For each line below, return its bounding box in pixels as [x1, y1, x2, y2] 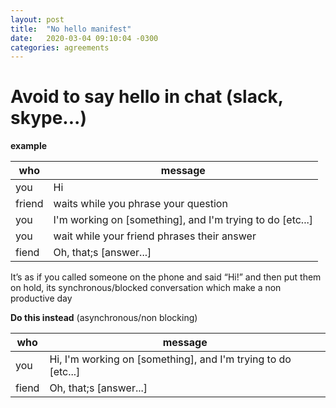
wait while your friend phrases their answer [53, 229, 257, 243]
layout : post [10, 14, 65, 25]
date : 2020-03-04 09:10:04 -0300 [10, 33, 159, 43]
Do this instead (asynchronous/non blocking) [10, 312, 198, 324]
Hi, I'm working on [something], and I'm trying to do [49, 352, 292, 366]
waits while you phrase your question [53, 197, 228, 211]
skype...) [10, 107, 87, 130]
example [10, 140, 48, 152]
